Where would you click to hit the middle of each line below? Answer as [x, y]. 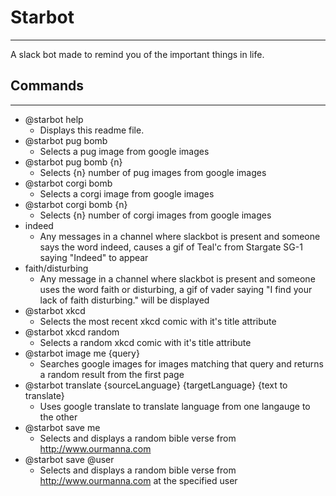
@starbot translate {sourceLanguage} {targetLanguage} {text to [156, 385]
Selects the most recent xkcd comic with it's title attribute [158, 321]
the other [58, 417]
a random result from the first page [112, 374]
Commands [47, 86]
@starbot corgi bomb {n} [76, 204]
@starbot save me [62, 427]
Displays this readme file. [92, 130]
